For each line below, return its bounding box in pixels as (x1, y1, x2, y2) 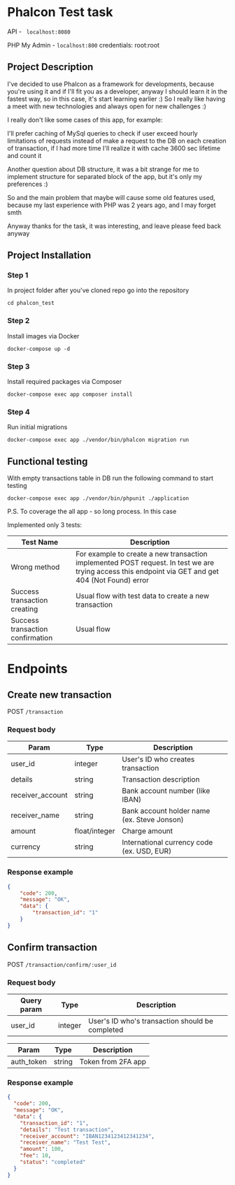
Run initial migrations (7, 423, 68, 431)
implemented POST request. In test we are (76, 558, 215, 568)
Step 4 (7, 407, 30, 417)
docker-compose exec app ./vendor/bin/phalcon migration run (7, 436, 190, 444)
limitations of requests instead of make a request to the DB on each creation (7, 136, 227, 145)
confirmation (10, 633, 53, 643)
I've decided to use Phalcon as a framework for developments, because (7, 80, 215, 88)
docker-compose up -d (7, 345, 71, 352)
